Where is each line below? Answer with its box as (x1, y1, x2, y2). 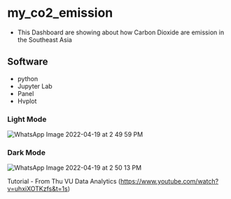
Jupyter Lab (17, 82, 52, 90)
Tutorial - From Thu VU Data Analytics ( (7, 177, 121, 186)
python (17, 74, 38, 83)
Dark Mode (7, 147, 45, 157)
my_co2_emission (7, 5, 113, 21)
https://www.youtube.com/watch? (120, 177, 219, 186)
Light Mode (7, 114, 47, 124)
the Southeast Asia (17, 35, 72, 43)
